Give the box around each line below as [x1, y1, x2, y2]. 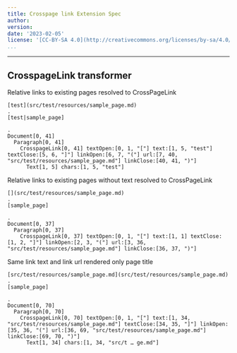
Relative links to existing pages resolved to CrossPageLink [7, 88, 177, 96]
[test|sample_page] [7, 114, 65, 121]
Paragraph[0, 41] [13, 138, 65, 145]
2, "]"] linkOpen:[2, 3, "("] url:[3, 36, [20, 239, 147, 246]
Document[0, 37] [7, 220, 55, 227]
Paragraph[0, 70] [13, 308, 65, 315]
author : [7, 17, 30, 24]
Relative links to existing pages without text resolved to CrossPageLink [7, 176, 213, 184]
